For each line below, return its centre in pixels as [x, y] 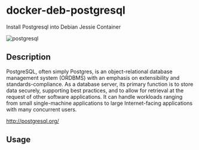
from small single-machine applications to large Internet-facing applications [99, 103]
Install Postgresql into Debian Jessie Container [64, 27]
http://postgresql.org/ [33, 121]
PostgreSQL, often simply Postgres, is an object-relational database [89, 71]
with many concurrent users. [42, 109]
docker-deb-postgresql [66, 10]
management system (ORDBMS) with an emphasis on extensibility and [93, 77]
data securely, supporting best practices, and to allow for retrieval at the [95, 90]
